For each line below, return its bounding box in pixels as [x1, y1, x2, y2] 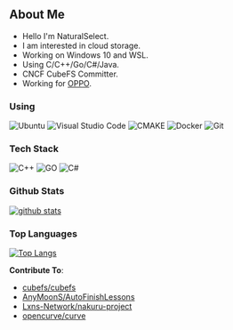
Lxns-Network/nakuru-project [21, 302, 133, 311]
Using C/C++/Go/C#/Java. [21, 59, 120, 69]
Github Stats [9, 185, 65, 197]
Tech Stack [9, 142, 60, 155]
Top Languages [9, 227, 78, 239]
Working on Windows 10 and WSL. [21, 49, 149, 60]
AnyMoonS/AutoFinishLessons [21, 292, 135, 302]
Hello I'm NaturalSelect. [21, 30, 109, 41]
